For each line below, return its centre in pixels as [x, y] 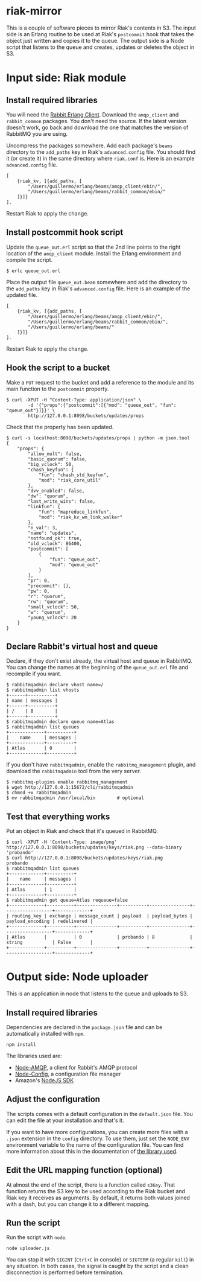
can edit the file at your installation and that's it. [65, 1120]
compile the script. [30, 260]
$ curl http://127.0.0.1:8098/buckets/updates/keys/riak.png [85, 858]
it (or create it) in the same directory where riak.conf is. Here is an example [100, 158]
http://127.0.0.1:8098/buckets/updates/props [86, 416]
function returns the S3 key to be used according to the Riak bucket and [96, 1191]
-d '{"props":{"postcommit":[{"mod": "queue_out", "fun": [102, 405]
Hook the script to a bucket [58, 368]
